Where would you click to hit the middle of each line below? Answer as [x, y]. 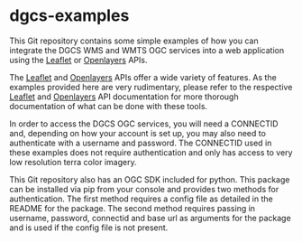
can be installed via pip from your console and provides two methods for [144, 189]
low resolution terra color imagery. [73, 162]
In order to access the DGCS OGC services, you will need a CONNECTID [144, 124]
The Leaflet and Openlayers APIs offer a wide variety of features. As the [143, 77]
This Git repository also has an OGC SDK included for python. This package [150, 179]
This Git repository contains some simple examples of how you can [134, 41]
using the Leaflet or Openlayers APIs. [78, 60]
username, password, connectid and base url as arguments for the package [150, 218]
